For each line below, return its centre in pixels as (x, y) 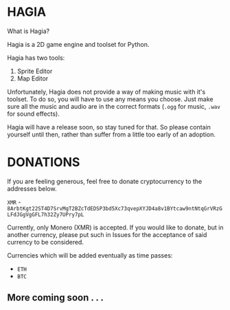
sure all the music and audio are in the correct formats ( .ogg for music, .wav (114, 106)
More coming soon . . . (56, 298)
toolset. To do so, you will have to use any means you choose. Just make (110, 99)
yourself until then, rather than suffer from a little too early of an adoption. (112, 134)
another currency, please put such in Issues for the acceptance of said (107, 234)
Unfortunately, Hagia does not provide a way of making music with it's (106, 92)
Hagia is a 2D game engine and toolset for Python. (78, 44)
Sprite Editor (35, 71)
